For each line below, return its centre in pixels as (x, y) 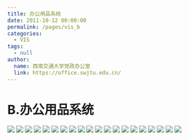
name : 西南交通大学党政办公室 (52, 66)
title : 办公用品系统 (34, 14)
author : (19, 60)
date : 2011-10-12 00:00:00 (47, 20)
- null (23, 53)
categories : (25, 33)
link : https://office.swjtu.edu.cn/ (67, 72)
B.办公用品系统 (50, 109)
